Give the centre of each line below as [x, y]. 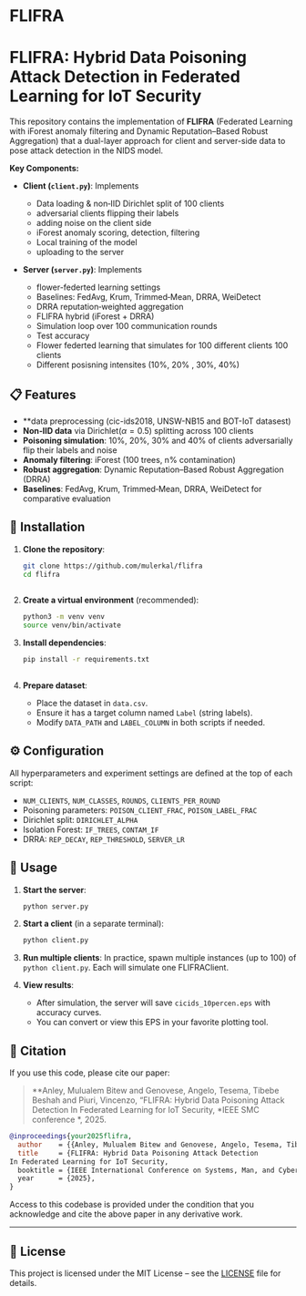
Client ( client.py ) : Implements [81, 186]
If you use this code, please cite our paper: [90, 1073]
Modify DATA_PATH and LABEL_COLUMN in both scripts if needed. [151, 722]
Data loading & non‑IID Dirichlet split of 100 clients [130, 204]
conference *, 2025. [69, 1120]
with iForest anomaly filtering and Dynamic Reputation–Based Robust [139, 131]
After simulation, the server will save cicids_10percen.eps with [153, 1003]
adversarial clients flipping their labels [107, 213]
